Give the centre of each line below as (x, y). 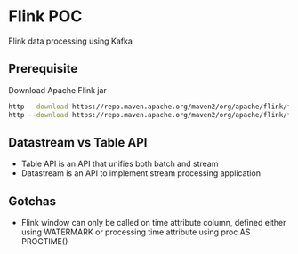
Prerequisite (43, 69)
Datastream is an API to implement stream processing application (141, 173)
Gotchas (32, 201)
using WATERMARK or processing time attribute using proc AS (136, 232)
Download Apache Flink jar (58, 90)
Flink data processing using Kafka (70, 41)
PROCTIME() (44, 242)
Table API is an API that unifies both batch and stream (120, 164)
